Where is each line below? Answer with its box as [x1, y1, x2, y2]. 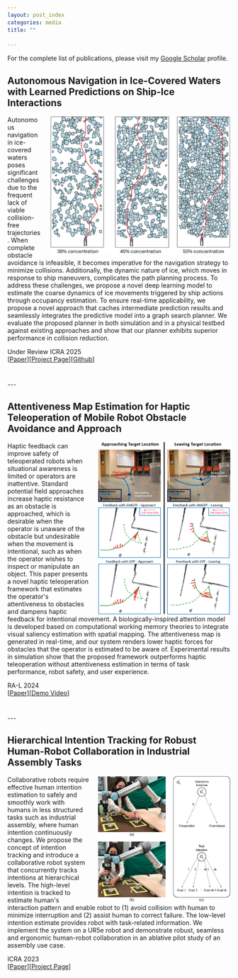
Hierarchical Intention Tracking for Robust [7, 734, 197, 746]
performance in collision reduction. [7, 334, 110, 343]
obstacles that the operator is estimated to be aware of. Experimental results [7, 644, 230, 653]
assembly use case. [7, 940, 66, 949]
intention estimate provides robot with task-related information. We [7, 918, 203, 927]
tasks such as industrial [7, 813, 76, 821]
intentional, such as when [7, 547, 82, 555]
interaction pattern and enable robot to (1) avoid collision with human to [7, 903, 215, 911]
